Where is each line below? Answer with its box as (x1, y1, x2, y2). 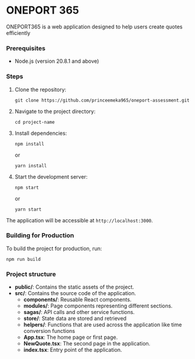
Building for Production (6, 231, 74, 240)
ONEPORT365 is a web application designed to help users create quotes (6, 23, 183, 30)
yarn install (14, 163, 47, 169)
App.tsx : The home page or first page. (23, 334, 118, 341)
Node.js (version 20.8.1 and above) (14, 57, 99, 65)
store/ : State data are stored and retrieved (23, 315, 127, 322)
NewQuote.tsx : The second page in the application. (23, 340, 151, 347)
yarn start (14, 206, 42, 212)
